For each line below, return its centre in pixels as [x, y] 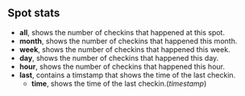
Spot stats [34, 13]
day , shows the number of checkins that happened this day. [119, 58]
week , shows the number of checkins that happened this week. [125, 49]
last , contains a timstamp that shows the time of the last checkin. [127, 74]
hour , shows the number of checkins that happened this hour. [122, 66]
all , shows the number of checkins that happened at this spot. [122, 32]
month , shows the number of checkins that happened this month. [128, 41]
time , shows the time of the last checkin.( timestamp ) [119, 83]
